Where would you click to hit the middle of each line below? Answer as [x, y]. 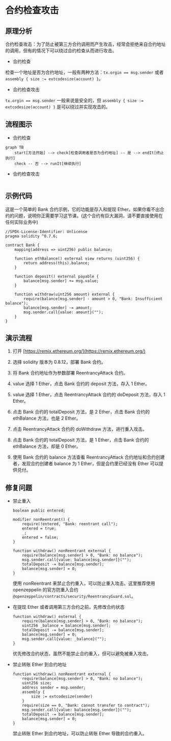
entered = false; [40, 538]
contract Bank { [22, 245]
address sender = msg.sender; [54, 688]
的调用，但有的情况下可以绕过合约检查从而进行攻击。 [61, 51]
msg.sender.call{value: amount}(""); [63, 312]
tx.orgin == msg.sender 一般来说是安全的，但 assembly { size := [75, 100]
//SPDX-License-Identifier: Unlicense [46, 231]
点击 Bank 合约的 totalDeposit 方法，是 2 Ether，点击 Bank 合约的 [81, 412]
